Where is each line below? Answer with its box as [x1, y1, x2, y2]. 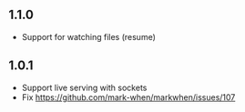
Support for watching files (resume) [21, 31, 157, 42]
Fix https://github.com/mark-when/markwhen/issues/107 [21, 91, 236, 103]
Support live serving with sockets [21, 82, 148, 93]
